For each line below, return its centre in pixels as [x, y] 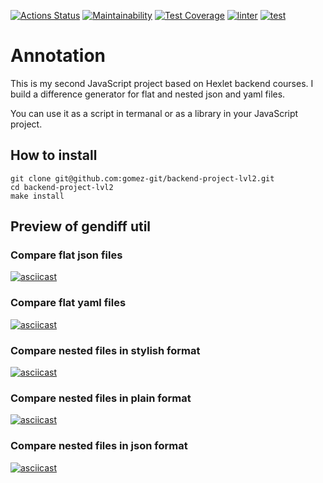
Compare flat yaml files [68, 303]
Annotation [58, 56]
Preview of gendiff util [81, 226]
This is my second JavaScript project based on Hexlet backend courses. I [162, 83]
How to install [54, 155]
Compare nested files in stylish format [105, 350]
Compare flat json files [66, 255]
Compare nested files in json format [99, 446]
